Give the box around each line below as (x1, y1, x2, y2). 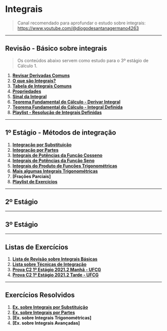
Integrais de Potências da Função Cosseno (12, 152, 103, 158)
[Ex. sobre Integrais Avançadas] (12, 320, 81, 326)
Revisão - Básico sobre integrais (5, 44, 107, 53)
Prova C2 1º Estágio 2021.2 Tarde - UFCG (12, 272, 99, 278)
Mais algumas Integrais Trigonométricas (12, 168, 98, 174)
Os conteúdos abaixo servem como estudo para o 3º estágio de (17, 57, 149, 63)
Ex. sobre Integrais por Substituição (12, 304, 88, 310)
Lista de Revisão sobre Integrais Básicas (12, 256, 98, 262)
